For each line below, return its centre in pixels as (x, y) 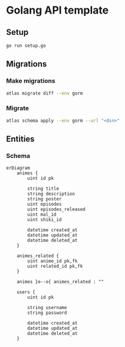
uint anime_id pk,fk (52, 261)
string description (51, 194)
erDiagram (18, 168)
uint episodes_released (56, 210)
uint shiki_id (45, 220)
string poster (45, 199)
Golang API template (57, 10)
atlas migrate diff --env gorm (45, 93)
